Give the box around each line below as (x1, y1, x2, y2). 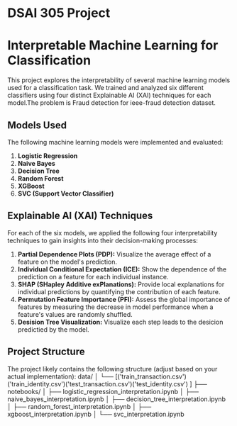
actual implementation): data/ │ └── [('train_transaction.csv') (7, 372, 187, 381)
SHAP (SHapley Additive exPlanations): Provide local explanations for (17, 280, 225, 288)
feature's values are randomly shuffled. (17, 310, 133, 318)
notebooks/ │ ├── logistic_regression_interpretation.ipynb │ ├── (7, 387, 199, 396)
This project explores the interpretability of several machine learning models (7, 76, 231, 84)
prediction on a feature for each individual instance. (17, 272, 169, 281)
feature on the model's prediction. (17, 257, 117, 266)
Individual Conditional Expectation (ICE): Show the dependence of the (17, 264, 227, 274)
